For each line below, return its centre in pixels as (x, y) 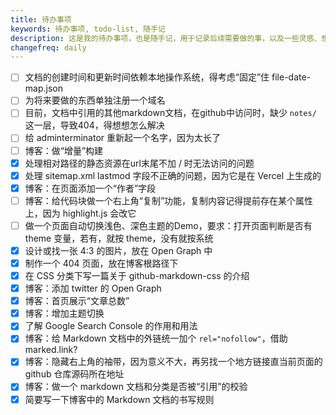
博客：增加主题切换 (64, 313)
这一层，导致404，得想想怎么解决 (94, 125)
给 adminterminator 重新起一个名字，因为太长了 (123, 138)
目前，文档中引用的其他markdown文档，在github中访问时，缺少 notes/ (170, 113)
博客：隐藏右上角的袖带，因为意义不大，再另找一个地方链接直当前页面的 (173, 362)
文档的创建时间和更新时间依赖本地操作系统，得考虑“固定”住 (147, 77)
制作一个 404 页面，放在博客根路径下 (101, 263)
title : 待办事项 (41, 19)
